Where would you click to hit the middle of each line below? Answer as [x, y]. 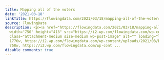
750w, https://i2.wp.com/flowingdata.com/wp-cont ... [65, 45]
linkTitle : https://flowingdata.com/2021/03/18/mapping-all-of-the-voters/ [84, 18]
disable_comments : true [29, 50]
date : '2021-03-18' [25, 14]
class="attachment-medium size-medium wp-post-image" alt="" [73, 37]
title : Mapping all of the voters [40, 9]
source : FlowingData [26, 23]
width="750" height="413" [36, 32]
